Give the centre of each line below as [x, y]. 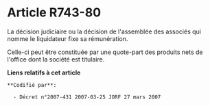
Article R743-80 [54, 13]
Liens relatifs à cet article [44, 72]
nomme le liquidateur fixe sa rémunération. [68, 38]
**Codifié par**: [32, 85]
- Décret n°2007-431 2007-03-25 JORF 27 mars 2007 [87, 97]
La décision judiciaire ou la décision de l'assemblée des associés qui [104, 31]
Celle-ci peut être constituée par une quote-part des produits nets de [105, 52]
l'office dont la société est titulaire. [56, 59]
